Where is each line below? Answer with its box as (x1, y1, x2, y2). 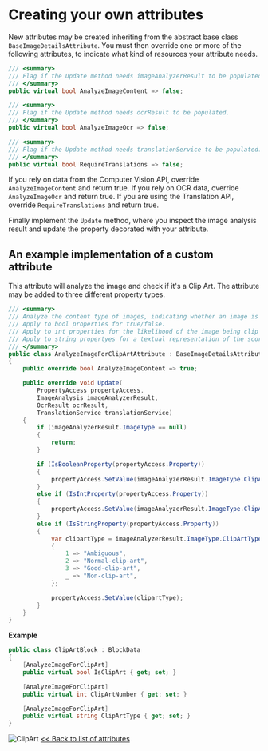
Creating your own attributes (8, 6, 203, 24)
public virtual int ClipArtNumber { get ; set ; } (22, 690, 187, 698)
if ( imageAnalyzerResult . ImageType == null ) (37, 424, 187, 432)
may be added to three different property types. (8, 290, 166, 299)
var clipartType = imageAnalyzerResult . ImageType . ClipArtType (50, 534, 262, 543)
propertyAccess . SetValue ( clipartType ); (50, 593, 183, 601)
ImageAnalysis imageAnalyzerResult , (37, 393, 159, 401)
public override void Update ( (22, 379, 124, 387)
